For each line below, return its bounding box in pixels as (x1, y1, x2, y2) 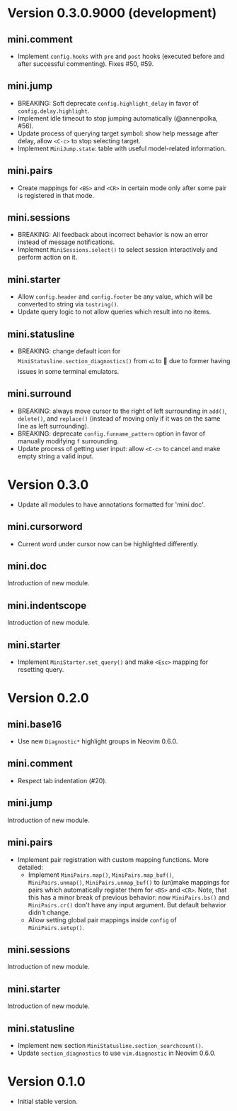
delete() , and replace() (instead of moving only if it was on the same (17, 414, 221, 423)
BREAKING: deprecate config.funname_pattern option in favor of (17, 429, 206, 438)
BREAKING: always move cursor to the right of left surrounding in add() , (17, 407, 227, 415)
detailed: (17, 863, 44, 871)
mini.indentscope (7, 599, 87, 612)
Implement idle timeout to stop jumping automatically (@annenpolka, (17, 114, 218, 122)
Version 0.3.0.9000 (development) (7, 5, 217, 21)
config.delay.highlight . (17, 106, 90, 115)
